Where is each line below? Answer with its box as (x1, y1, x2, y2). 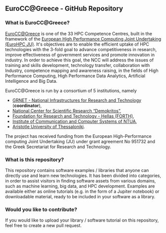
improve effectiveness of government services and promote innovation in (5, 52, 155, 58)
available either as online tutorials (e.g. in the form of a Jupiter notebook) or (5, 188, 160, 194)
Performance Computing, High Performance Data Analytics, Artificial (5, 72, 145, 79)
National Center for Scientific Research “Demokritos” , (12, 108, 121, 114)
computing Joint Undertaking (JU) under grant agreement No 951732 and (5, 138, 155, 144)
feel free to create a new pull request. (5, 223, 82, 229)
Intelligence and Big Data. (5, 78, 58, 84)
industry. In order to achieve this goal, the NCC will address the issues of (5, 57, 154, 63)
